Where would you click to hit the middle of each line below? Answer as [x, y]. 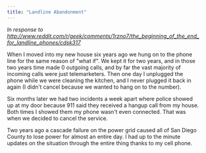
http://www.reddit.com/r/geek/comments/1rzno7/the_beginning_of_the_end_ [103, 36]
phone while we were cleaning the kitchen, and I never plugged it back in [99, 80]
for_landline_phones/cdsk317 [44, 42]
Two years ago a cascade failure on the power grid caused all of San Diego [102, 130]
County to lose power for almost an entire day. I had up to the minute [94, 136]
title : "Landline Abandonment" [47, 12]
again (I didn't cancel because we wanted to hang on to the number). [94, 87]
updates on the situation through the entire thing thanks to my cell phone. [100, 143]
